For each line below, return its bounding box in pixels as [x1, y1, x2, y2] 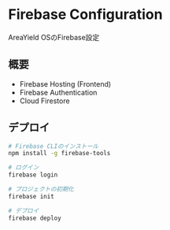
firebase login [8, 171, 58, 179]
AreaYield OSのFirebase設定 [8, 32, 100, 42]
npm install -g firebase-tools [8, 150, 111, 158]
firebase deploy [8, 214, 61, 222]
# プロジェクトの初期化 [8, 185, 75, 194]
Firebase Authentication [19, 87, 98, 97]
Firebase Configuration [8, 6, 163, 24]
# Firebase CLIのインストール [8, 142, 99, 150]
